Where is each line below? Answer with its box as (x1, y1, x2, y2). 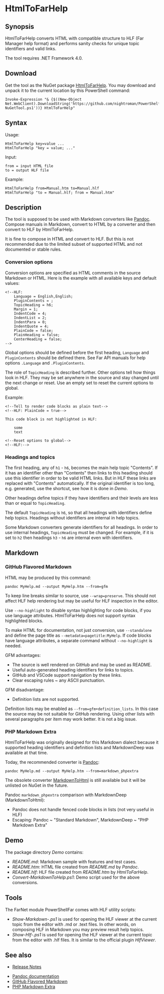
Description (5, 203, 41, 212)
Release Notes (12, 964, 41, 970)
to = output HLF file (5, 168, 49, 173)
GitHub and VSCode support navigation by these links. (12, 672, 122, 678)
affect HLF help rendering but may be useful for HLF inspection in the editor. (5, 598, 159, 604)
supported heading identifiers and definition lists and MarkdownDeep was (5, 745, 154, 751)
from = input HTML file (5, 163, 54, 169)
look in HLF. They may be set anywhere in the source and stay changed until (5, 374, 159, 380)
